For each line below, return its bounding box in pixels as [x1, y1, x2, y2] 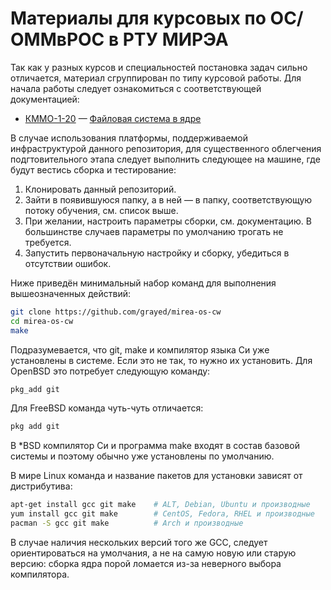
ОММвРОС [10, 28, 105, 51]
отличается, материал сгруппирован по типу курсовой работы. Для [10, 72, 302, 84]
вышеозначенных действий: [10, 287, 131, 299]
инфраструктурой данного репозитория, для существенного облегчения [10, 142, 322, 154]
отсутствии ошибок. [24, 257, 112, 269]
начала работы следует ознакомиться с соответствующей [10, 82, 262, 94]
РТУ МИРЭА [122, 28, 229, 51]
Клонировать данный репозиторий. [24, 183, 177, 195]
